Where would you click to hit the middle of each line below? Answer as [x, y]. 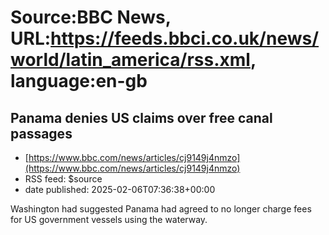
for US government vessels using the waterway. [109, 219]
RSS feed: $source [63, 179]
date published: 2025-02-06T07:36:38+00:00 [120, 189]
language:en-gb [79, 81]
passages [41, 133]
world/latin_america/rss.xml [130, 60]
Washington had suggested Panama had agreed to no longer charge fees [161, 209]
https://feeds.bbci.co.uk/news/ [185, 38]
